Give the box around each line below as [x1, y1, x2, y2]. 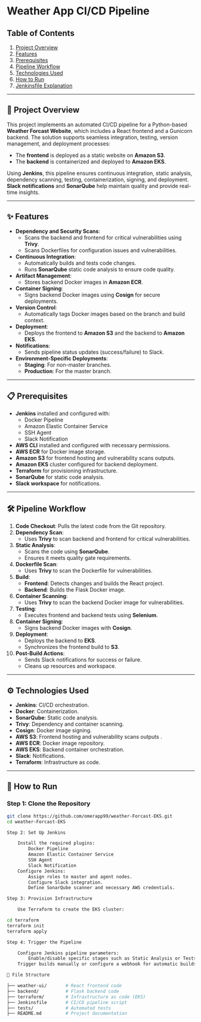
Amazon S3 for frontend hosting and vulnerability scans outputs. [15, 454, 175, 462]
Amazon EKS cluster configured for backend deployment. [15, 461, 158, 468]
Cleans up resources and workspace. [24, 663, 117, 670]
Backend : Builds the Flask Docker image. [24, 586, 126, 593]
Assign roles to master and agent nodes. [28, 874, 133, 880]
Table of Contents [7, 28, 75, 38]
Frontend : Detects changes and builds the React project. [24, 580, 164, 587]
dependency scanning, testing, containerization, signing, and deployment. [7, 175, 189, 183]
